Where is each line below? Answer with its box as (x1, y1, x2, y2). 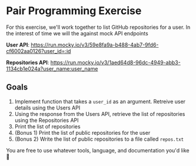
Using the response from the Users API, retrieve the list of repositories (14, 110, 185, 117)
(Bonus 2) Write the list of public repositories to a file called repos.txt (14, 135, 184, 142)
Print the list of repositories (14, 122, 81, 130)
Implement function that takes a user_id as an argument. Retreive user (14, 98, 186, 105)
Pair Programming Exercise (6, 4, 142, 18)
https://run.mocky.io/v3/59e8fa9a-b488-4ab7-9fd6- (30, 41, 159, 48)
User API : (6, 41, 29, 48)
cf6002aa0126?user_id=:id (6, 47, 71, 54)
